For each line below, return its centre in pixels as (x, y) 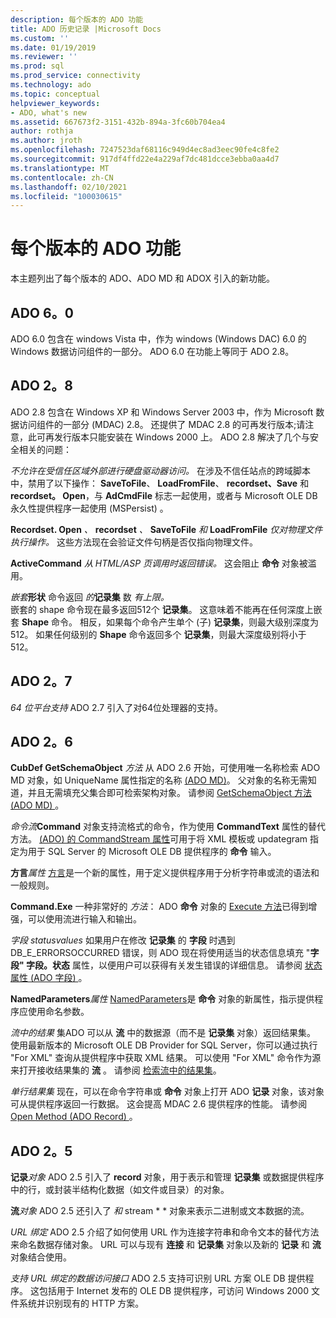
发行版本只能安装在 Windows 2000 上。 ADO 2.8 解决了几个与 (182, 437)
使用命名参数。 (58, 1012)
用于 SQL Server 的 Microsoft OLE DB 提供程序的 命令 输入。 (152, 852)
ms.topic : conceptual (55, 94)
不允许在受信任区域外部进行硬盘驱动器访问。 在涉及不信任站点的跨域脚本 (160, 470)
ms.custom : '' (40, 38)
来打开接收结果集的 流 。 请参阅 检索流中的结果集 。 (116, 1070)
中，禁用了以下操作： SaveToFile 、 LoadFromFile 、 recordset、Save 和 (160, 483)
